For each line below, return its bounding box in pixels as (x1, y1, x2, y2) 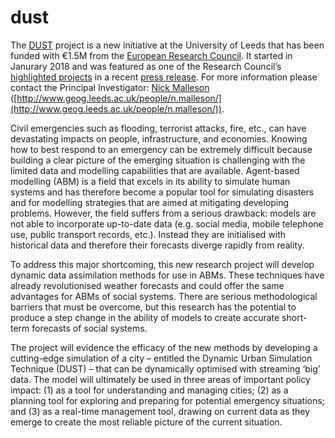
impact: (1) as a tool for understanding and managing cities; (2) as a (10, 384, 289, 396)
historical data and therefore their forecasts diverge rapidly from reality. (10, 239, 305, 251)
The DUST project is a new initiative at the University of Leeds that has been (10, 39, 325, 51)
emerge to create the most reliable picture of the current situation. (10, 416, 283, 428)
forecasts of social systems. (31, 322, 148, 334)
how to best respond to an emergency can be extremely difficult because (10, 143, 313, 155)
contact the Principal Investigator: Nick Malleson (10, 81, 210, 93)
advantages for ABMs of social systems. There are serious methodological (10, 290, 318, 302)
